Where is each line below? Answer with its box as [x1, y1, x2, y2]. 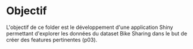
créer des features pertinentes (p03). [6, 36, 98, 43]
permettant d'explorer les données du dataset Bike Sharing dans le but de [6, 30, 188, 37]
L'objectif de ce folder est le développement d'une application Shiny [6, 24, 173, 31]
